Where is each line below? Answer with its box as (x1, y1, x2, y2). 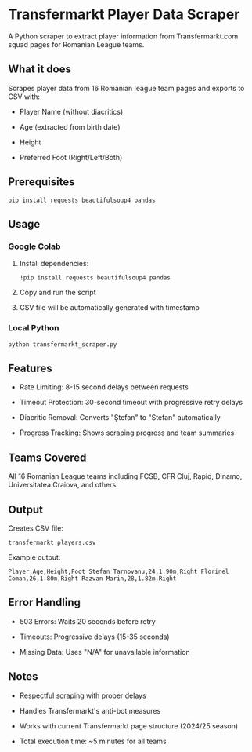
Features (8, 361, 52, 374)
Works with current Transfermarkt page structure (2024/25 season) (19, 721, 239, 731)
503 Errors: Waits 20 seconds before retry (19, 616, 157, 626)
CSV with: (8, 92, 41, 101)
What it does (8, 63, 72, 76)
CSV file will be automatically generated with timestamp (19, 303, 200, 312)
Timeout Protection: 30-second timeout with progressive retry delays (19, 398, 243, 407)
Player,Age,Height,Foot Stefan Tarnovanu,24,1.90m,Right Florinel (8, 568, 229, 575)
